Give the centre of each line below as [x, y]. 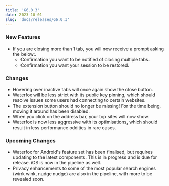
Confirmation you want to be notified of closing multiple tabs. [85, 59]
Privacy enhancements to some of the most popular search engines [84, 168]
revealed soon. [28, 179]
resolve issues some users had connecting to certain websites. [79, 100]
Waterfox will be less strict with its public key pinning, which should [84, 95]
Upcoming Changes [30, 140]
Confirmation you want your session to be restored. [75, 65]
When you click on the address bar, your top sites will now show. [81, 116]
